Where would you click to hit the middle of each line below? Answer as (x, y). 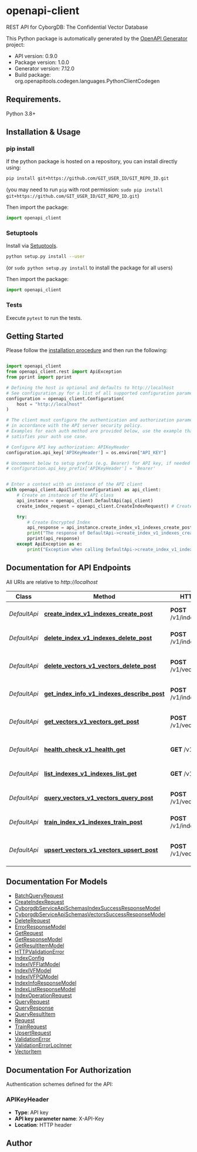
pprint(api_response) (54, 539)
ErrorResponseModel (40, 927)
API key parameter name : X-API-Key (59, 1119)
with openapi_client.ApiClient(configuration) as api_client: (84, 490)
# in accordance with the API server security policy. (74, 426)
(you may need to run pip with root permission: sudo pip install (84, 190)
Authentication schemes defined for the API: (60, 1085)
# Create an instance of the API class (65, 495)
